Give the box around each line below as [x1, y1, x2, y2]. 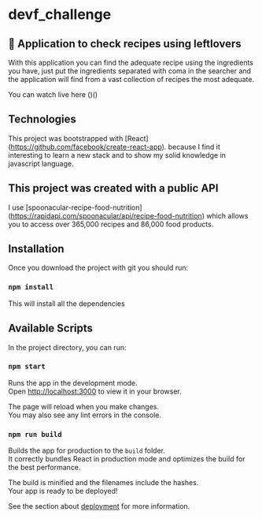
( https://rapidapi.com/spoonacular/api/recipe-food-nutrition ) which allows [8, 211, 249, 220]
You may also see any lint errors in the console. [8, 410, 161, 420]
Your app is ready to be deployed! [8, 487, 118, 496]
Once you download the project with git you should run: [8, 263, 189, 273]
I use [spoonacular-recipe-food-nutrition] [8, 203, 143, 212]
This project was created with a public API [8, 181, 219, 195]
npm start [8, 362, 46, 372]
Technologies [8, 113, 77, 126]
